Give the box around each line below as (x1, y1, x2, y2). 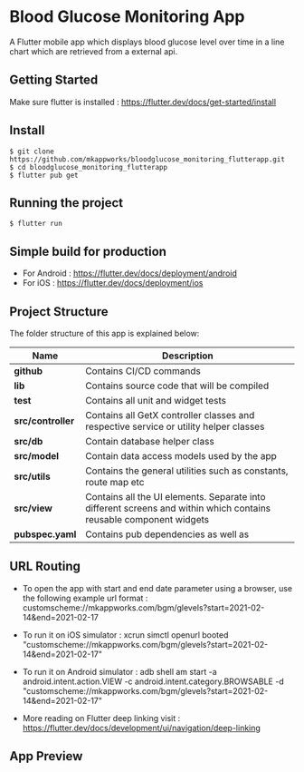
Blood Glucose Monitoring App (9, 6, 245, 27)
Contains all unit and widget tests (85, 395, 226, 406)
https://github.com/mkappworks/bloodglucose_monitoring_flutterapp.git (9, 154, 285, 164)
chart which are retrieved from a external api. (9, 45, 178, 56)
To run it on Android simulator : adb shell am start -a (22, 666, 217, 677)
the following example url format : (22, 592, 148, 603)
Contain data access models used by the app (85, 450, 278, 462)
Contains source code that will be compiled (85, 379, 270, 392)
